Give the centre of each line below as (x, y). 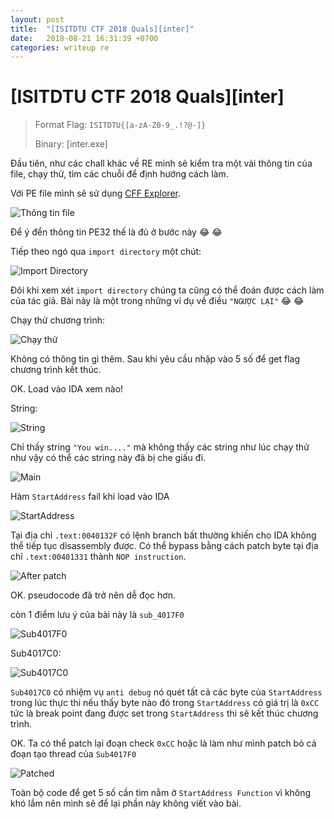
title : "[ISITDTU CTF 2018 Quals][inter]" (102, 29)
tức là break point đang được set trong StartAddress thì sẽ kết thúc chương (164, 713)
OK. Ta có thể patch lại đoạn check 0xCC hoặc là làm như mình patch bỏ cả (163, 743)
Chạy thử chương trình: (58, 320)
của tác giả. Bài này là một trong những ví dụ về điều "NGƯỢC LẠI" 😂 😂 (157, 301)
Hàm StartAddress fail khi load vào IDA (90, 497)
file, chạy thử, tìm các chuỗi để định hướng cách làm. (119, 174)
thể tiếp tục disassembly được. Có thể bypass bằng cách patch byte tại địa (164, 546)
